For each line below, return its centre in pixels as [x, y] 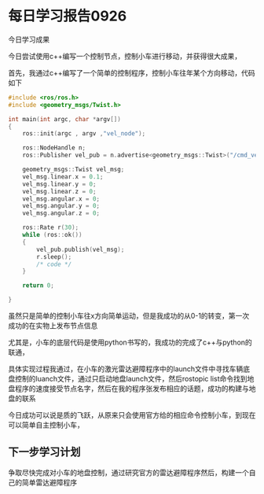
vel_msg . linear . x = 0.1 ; [63, 177]
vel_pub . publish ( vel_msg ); [81, 249]
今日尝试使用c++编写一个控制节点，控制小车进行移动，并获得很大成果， [125, 56]
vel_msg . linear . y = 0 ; [59, 184]
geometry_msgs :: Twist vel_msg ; [73, 170]
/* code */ [54, 264]
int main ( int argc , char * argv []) [65, 119]
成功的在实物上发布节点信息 [53, 326]
